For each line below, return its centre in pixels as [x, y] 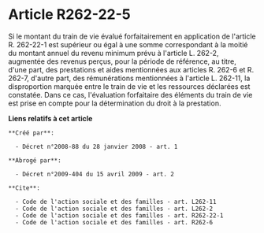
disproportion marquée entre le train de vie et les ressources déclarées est [129, 86]
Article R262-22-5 [70, 15]
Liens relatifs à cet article [50, 118]
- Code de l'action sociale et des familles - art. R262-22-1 [119, 215]
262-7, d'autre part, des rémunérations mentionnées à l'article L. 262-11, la [129, 78]
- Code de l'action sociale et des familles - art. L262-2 [114, 209]
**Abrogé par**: [35, 160]
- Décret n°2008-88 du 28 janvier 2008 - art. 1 [97, 146]
